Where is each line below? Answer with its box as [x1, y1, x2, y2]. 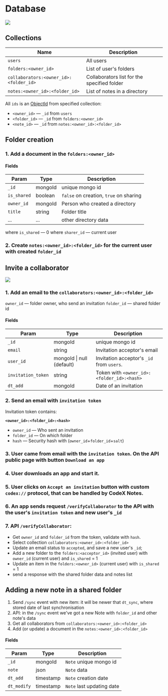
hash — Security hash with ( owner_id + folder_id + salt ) [12, 438, 124, 444]
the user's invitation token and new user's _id [5, 509, 122, 516]
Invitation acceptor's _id [95, 355, 153, 362]
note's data [12, 615, 36, 621]
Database [5, 3, 46, 15]
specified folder [86, 80, 123, 87]
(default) [53, 361, 74, 368]
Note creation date [65, 674, 108, 681]
